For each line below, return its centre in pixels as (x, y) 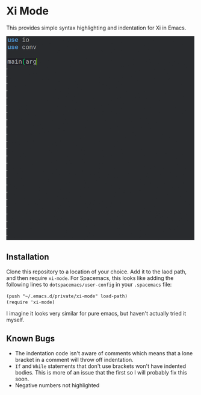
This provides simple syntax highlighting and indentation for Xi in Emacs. (96, 28)
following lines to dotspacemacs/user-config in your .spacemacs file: (89, 284)
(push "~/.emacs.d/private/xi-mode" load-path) (67, 296)
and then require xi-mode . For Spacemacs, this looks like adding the (90, 278)
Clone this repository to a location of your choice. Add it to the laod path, (97, 272)
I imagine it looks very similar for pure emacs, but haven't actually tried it (96, 313)
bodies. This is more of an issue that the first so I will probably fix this (101, 372)
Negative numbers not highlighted (57, 385)
